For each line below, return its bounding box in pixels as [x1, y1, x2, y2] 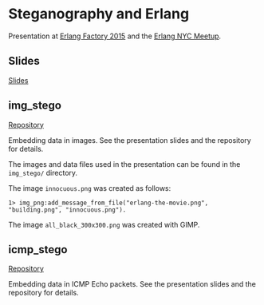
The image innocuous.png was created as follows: [8, 183, 171, 192]
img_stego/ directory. [8, 168, 78, 177]
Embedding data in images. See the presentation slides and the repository [8, 135, 251, 145]
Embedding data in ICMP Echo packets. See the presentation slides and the [8, 279, 257, 289]
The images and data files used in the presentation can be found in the [8, 159, 241, 168]
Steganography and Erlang [8, 5, 190, 23]
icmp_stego [8, 243, 68, 256]
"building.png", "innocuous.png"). [8, 205, 127, 214]
